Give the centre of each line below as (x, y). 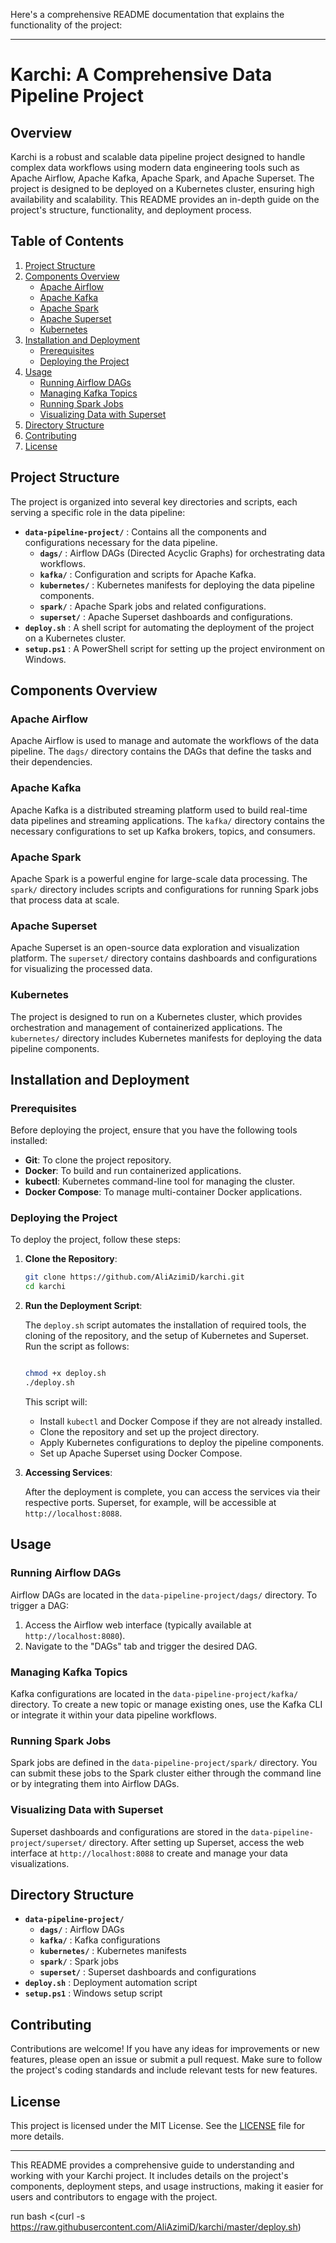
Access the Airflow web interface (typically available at (138, 1625)
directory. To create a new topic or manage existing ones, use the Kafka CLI (166, 1704)
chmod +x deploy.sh (65, 1374)
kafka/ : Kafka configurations (100, 1940)
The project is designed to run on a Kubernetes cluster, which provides (156, 1016)
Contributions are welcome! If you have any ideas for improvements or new (165, 2049)
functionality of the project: (66, 25)
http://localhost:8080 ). (75, 1635)
